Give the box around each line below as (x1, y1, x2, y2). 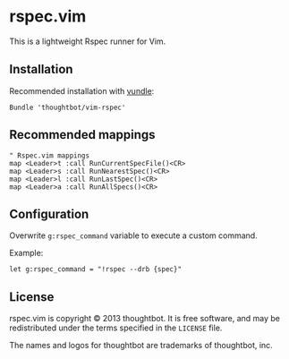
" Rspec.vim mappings (9, 150, 90, 160)
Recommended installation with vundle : (9, 85, 155, 96)
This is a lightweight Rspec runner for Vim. (9, 36, 166, 47)
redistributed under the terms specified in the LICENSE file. (9, 322, 223, 333)
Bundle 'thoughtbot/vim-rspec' (9, 103, 126, 112)
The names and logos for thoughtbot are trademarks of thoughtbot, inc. (9, 340, 273, 351)
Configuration (9, 206, 89, 221)
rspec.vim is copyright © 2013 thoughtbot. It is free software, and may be (9, 313, 280, 324)
